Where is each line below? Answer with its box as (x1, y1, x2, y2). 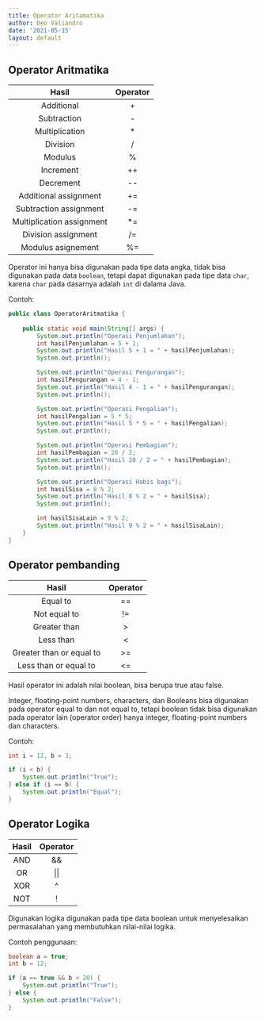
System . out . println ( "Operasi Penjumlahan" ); (36, 332, 186, 340)
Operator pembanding (8, 559, 120, 572)
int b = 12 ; (8, 959, 47, 968)
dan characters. (8, 721, 60, 730)
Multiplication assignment (12, 216, 108, 227)
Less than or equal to (17, 659, 96, 671)
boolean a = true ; (8, 952, 69, 960)
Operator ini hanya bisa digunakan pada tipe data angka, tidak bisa (8, 263, 226, 272)
